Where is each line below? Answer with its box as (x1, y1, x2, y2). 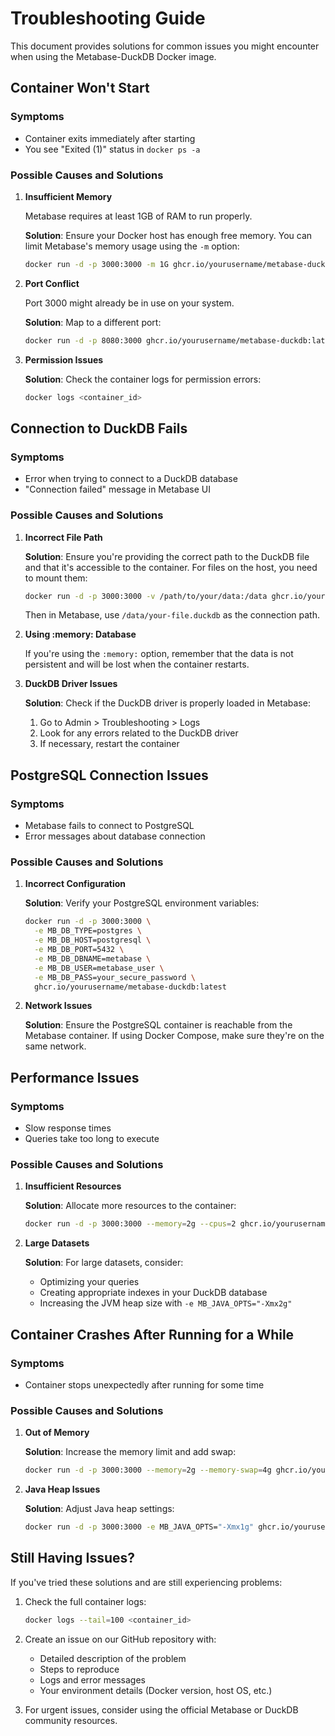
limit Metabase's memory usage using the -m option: (24, 240, 240, 252)
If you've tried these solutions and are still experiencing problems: (10, 1576, 283, 1588)
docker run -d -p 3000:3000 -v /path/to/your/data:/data (24, 591, 268, 601)
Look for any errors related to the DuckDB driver (39, 727, 239, 739)
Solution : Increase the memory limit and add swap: (24, 1446, 237, 1458)
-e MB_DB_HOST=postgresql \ (34, 935, 152, 946)
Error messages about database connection (24, 830, 206, 842)
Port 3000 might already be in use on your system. (24, 297, 235, 309)
